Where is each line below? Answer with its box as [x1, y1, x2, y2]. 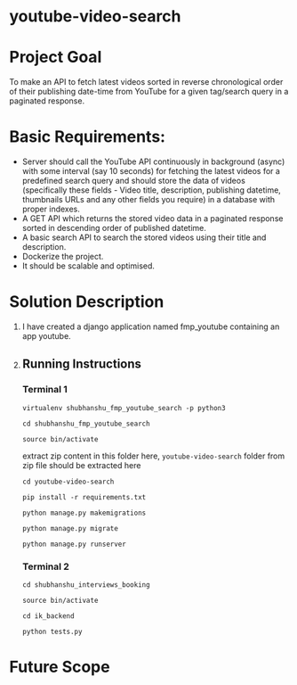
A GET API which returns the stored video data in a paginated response [21, 213, 284, 224]
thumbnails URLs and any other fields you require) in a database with [21, 194, 276, 205]
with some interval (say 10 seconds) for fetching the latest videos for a [21, 166, 280, 177]
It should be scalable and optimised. [21, 260, 156, 271]
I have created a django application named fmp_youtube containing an [21, 321, 280, 332]
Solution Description [9, 292, 165, 312]
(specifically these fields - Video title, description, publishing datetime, [21, 185, 282, 195]
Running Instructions [21, 357, 142, 372]
